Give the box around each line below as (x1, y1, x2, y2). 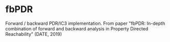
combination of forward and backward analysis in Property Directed (5, 25, 148, 31)
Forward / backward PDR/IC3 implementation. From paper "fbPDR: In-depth (5, 20, 165, 26)
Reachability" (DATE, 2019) (5, 31, 62, 37)
